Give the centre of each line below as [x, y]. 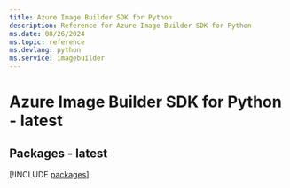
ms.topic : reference [47, 42]
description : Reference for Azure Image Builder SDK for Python [130, 26]
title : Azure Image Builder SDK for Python [91, 17]
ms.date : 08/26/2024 [47, 34]
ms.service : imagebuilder [57, 58]
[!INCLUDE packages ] [49, 174]
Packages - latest [59, 153]
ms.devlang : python [45, 50]
